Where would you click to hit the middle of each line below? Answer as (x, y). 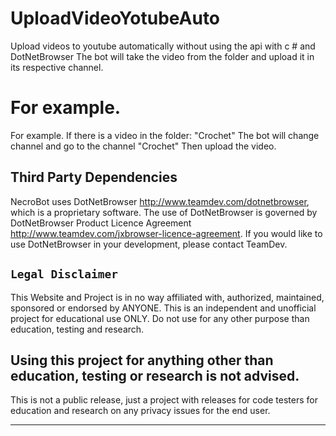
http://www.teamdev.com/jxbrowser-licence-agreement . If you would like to (166, 233)
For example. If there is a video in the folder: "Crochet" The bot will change (165, 135)
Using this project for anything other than (142, 360)
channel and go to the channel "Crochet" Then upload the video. (143, 146)
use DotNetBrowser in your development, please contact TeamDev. (149, 244)
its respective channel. (57, 67)
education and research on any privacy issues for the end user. (140, 411)
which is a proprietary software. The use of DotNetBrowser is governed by (164, 212)
